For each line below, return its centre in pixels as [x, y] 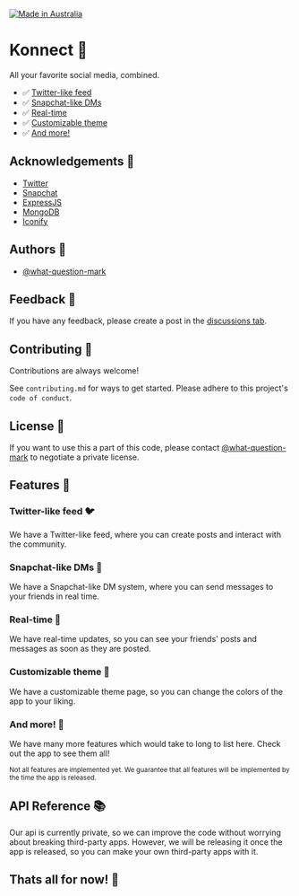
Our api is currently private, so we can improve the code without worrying [145, 832]
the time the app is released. [53, 777]
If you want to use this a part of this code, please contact [115, 448]
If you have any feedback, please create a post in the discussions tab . [138, 321]
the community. [38, 544]
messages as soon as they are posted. [81, 649]
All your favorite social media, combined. [85, 75]
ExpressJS [42, 202]
